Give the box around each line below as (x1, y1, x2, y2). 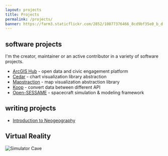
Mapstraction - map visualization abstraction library (12, 79, 120, 85)
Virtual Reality (5, 132, 51, 140)
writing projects (5, 104, 56, 113)
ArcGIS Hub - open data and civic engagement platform (12, 68, 128, 74)
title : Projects (5, 12, 39, 17)
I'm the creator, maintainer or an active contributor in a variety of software (5, 53, 158, 59)
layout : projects (5, 7, 42, 13)
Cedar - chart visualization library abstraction (12, 74, 107, 80)
